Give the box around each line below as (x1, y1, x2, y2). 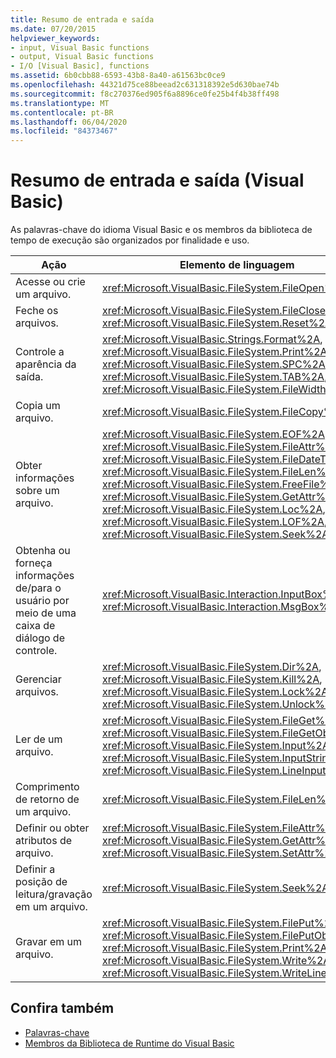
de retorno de (15, 792, 80, 806)
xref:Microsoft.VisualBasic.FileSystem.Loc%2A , (101, 502, 326, 516)
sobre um (15, 484, 60, 498)
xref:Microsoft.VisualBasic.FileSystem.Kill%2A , (101, 672, 323, 686)
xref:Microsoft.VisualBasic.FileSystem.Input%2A (101, 739, 330, 753)
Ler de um (15, 732, 63, 746)
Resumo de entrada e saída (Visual (10, 169, 305, 192)
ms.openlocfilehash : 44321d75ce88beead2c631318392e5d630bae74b (10, 80, 280, 90)
